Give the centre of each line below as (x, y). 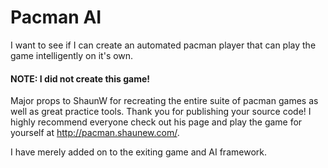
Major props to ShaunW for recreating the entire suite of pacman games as (164, 101)
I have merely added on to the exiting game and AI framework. (138, 152)
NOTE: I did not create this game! (80, 78)
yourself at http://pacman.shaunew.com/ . (95, 133)
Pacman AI (56, 17)
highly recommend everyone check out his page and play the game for (156, 122)
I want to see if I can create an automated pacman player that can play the (163, 45)
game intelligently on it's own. (72, 55)
